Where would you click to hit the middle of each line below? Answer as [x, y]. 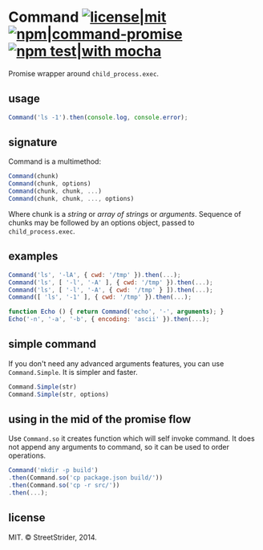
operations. [27, 456]
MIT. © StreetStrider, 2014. [53, 537]
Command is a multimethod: [55, 161]
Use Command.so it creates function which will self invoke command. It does [131, 438]
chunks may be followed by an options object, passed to [101, 222]
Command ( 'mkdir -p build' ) [53, 471]
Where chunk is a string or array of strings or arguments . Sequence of [125, 214]
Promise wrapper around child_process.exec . [83, 73]
